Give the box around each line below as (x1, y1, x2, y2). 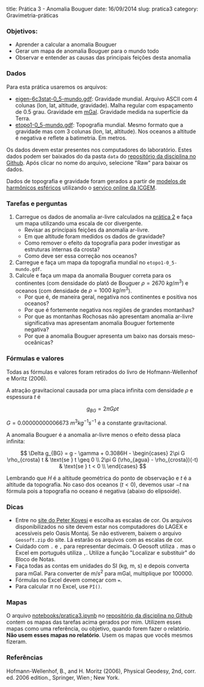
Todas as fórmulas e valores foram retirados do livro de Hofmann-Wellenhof (6, 368, 198, 376)
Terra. (15, 115, 31, 122)
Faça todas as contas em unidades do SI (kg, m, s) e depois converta (15, 562, 189, 569)
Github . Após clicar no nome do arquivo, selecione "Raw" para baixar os (6, 159, 188, 166)
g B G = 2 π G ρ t (86, 404, 119, 414)
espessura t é (6, 393, 41, 400)
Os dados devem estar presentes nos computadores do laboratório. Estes (6, 146, 192, 153)
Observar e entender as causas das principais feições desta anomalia (15, 54, 191, 61)
